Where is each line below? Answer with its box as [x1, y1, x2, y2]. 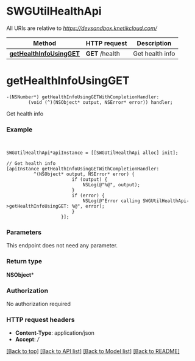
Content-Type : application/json [15, 329, 94, 337]
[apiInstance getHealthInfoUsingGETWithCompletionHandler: [6, 166, 160, 172]
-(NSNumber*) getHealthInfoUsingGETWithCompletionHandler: [6, 93, 160, 100]
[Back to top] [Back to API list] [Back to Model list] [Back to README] [6, 348, 180, 355]
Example [6, 125, 33, 134]
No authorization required [6, 301, 71, 308]
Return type [6, 257, 43, 266]
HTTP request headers [6, 315, 75, 324]
